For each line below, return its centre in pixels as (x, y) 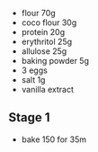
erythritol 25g (47, 41)
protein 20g (43, 32)
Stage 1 (29, 117)
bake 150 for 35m (54, 139)
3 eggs (35, 70)
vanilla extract (47, 89)
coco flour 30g (49, 22)
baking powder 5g (55, 61)
